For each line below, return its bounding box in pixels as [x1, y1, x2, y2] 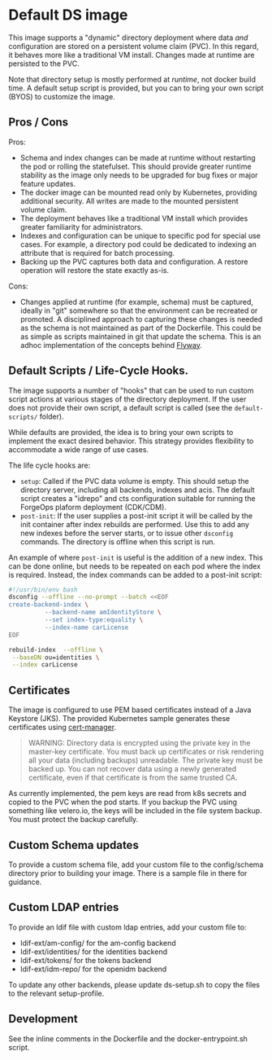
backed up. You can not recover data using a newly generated [28, 764, 237, 774]
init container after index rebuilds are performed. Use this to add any [19, 519, 250, 529]
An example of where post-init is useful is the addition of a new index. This [8, 552, 264, 562]
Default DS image [8, 6, 128, 24]
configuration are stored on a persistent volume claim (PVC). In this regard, [8, 41, 259, 51]
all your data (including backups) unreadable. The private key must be [28, 755, 263, 765]
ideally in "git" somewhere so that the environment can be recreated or [19, 306, 258, 315]
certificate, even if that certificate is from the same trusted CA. [28, 772, 238, 783]
